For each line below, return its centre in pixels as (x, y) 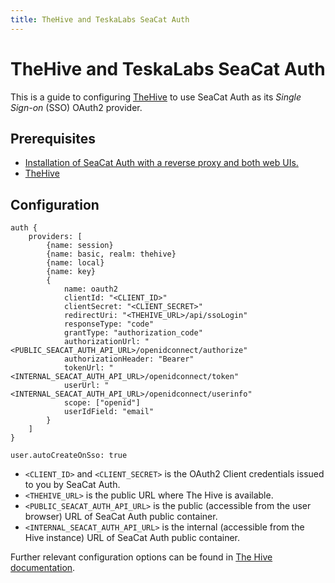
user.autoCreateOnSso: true (69, 456)
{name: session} (80, 246)
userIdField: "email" (109, 412)
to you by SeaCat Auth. (72, 485)
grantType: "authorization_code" (133, 333)
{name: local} (75, 263)
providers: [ (55, 237)
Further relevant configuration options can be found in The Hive (141, 557)
